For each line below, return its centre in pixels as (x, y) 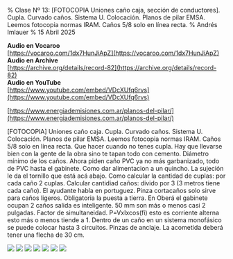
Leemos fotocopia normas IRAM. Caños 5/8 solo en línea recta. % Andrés (112, 25)
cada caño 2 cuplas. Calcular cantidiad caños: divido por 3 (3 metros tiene (114, 183)
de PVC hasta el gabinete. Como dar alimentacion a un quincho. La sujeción (115, 168)
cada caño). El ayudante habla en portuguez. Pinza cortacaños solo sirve (112, 191)
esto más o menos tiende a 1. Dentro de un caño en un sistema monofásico (114, 220)
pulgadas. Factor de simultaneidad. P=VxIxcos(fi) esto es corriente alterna (113, 212)
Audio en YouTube (34, 82)
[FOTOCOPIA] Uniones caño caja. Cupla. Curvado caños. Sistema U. (105, 132)
